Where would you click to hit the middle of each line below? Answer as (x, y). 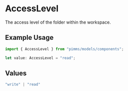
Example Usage (29, 38)
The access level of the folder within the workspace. (58, 22)
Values (16, 73)
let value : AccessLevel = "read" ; (40, 58)
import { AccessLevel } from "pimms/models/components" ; (64, 49)
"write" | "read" (23, 85)
